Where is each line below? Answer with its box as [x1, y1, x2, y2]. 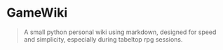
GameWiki [6, 5, 68, 21]
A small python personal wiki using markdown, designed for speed [23, 28, 217, 36]
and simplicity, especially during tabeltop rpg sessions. [23, 35, 183, 43]
